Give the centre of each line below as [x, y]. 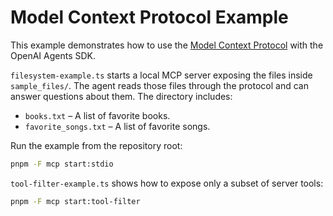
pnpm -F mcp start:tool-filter [75, 201]
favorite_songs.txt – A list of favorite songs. [117, 126]
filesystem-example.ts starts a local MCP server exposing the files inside [161, 75]
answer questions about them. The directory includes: [121, 96]
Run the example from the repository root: [96, 145]
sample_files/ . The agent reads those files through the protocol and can [159, 85]
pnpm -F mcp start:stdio [62, 164]
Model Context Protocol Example [149, 17]
